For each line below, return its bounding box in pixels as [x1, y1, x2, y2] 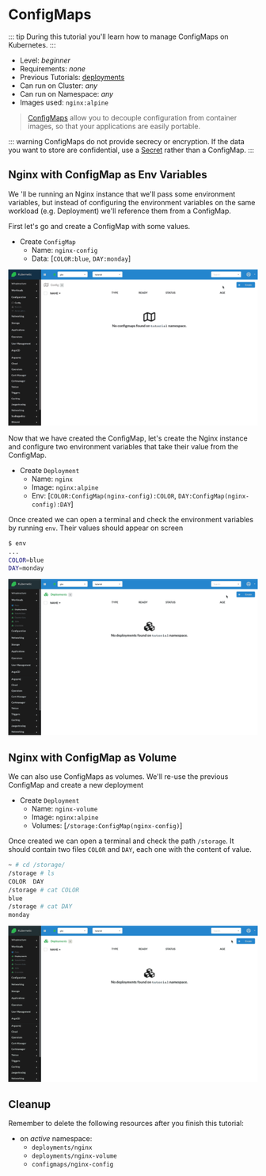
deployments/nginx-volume [31, 1152, 117, 1160]
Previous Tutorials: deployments [19, 72, 125, 82]
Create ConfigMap [19, 236, 77, 246]
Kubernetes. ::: [8, 40, 56, 49]
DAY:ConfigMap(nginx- [177, 492, 249, 500]
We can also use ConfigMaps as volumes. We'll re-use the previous [8, 772, 229, 781]
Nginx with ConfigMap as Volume [8, 750, 177, 764]
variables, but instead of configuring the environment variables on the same [8, 197, 256, 207]
